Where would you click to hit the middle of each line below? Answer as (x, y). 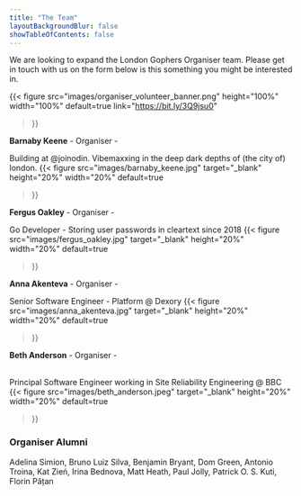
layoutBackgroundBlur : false (64, 26)
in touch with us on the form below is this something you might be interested (151, 69)
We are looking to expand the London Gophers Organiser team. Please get (147, 60)
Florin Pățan (31, 481)
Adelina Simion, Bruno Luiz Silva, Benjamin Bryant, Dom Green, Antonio (142, 462)
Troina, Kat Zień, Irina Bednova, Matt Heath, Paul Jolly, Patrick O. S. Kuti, (143, 471)
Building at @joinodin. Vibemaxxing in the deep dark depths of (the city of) (147, 158)
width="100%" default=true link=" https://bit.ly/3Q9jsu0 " (113, 106)
